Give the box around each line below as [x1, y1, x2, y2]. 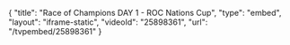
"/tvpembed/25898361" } [8, 26, 102, 36]
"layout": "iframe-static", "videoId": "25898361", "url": [8, 17, 208, 27]
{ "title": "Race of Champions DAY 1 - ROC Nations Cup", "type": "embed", [8, 8, 282, 18]
